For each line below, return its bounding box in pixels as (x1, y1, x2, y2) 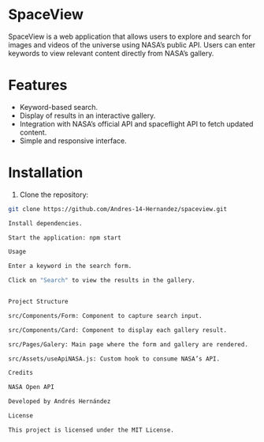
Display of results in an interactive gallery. (19, 111, 156, 120)
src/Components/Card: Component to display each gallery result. (8, 326, 227, 334)
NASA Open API (8, 383, 55, 391)
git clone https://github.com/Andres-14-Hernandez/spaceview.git (8, 205, 227, 213)
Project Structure (8, 298, 69, 306)
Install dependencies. (8, 219, 83, 227)
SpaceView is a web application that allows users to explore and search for (8, 32, 251, 41)
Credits (8, 369, 34, 377)
